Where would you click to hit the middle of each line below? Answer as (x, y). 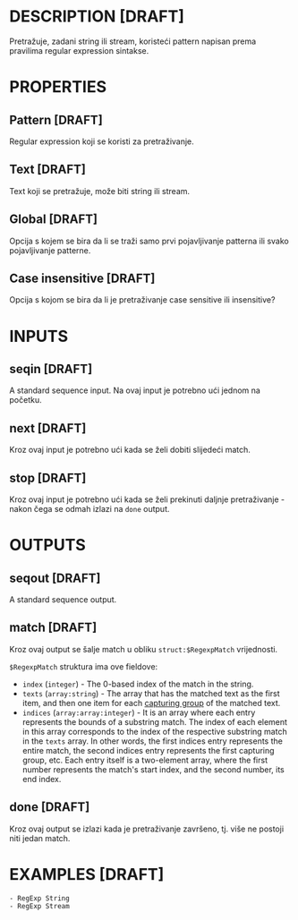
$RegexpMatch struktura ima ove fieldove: (84, 666)
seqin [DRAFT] (51, 369)
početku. (26, 400)
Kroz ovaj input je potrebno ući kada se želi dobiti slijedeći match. (130, 450)
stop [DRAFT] (48, 477)
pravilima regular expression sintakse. (79, 50)
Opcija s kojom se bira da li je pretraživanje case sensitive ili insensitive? (142, 300)
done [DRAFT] (50, 807)
